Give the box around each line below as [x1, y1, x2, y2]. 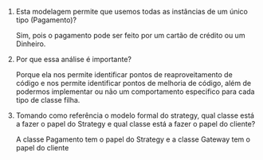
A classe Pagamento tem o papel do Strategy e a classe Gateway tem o [15, 135, 251, 144]
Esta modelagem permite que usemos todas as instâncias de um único [15, 7, 249, 16]
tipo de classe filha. [15, 96, 80, 104]
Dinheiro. [15, 39, 46, 49]
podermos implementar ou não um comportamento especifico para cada [15, 87, 255, 96]
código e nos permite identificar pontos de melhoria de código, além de [15, 79, 252, 88]
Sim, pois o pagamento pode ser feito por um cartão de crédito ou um [15, 31, 245, 40]
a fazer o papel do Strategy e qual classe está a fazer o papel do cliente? [15, 119, 256, 128]
